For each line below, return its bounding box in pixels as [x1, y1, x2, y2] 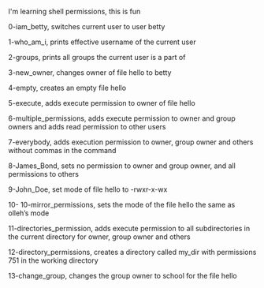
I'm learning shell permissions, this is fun [8, 7, 141, 16]
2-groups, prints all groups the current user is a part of [8, 53, 186, 62]
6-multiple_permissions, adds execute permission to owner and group [8, 114, 236, 123]
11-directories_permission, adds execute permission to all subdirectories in [8, 224, 251, 233]
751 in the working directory [8, 256, 99, 265]
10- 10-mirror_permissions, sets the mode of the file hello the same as [8, 200, 236, 209]
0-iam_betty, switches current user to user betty [8, 22, 165, 31]
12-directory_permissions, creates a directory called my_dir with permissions [8, 248, 257, 256]
